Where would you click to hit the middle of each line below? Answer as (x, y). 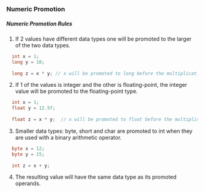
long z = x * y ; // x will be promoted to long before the (88, 73)
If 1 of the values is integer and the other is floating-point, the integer (101, 85)
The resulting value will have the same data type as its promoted (96, 177)
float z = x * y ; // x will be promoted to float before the (92, 120)
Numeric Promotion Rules (39, 24)
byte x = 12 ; (28, 148)
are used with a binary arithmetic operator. (68, 137)
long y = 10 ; (28, 62)
